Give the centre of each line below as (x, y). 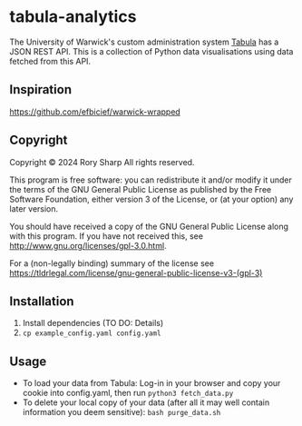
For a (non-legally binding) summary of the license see (112, 263)
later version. (34, 208)
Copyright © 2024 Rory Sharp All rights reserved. (102, 162)
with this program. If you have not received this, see (107, 236)
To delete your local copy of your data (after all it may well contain (146, 402)
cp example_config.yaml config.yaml (92, 333)
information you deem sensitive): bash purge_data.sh (122, 412)
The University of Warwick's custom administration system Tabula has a (144, 42)
